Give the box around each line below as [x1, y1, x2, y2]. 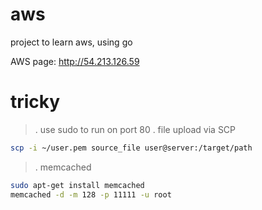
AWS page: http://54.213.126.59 [10, 55, 140, 67]
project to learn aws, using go [10, 36, 133, 48]
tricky [10, 91, 61, 113]
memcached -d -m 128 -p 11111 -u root [10, 189, 172, 200]
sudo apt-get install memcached [10, 180, 145, 190]
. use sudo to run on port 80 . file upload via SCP [34, 123, 237, 135]
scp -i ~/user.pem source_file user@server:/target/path [10, 143, 253, 153]
